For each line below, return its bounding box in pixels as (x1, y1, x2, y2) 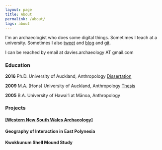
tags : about (5, 21, 30, 26)
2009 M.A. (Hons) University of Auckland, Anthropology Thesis (5, 83, 136, 89)
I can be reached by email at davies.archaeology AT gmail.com (5, 50, 134, 55)
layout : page (5, 7, 32, 12)
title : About (5, 12, 32, 17)
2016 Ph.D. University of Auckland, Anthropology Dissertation (5, 73, 132, 79)
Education (5, 62, 31, 69)
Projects (5, 104, 26, 111)
